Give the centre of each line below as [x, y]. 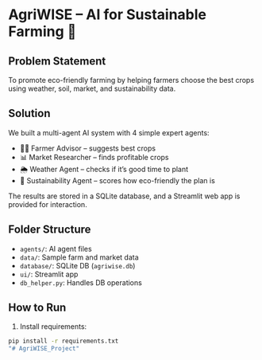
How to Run [37, 308]
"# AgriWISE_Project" [44, 349]
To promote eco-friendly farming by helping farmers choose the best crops [131, 80]
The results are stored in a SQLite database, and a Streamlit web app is [124, 196]
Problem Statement [57, 61]
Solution [29, 113]
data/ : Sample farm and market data [79, 257]
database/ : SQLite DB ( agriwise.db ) [77, 265]
